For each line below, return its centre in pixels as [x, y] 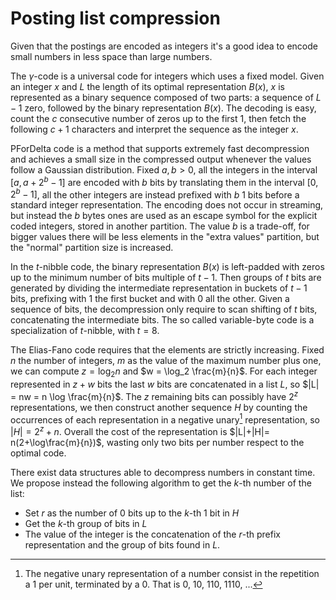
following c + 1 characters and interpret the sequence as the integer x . [154, 129]
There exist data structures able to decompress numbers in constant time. [163, 473]
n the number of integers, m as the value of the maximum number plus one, [166, 361]
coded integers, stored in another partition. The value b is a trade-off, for [160, 226]
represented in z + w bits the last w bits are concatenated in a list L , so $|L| [165, 384]
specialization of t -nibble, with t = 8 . [85, 331]
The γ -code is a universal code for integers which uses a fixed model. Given [167, 76]
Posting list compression [115, 18]
